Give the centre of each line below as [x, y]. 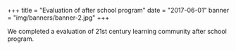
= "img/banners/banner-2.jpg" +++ [58, 18]
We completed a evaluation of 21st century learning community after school [117, 31]
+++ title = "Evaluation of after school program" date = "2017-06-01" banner [118, 10]
